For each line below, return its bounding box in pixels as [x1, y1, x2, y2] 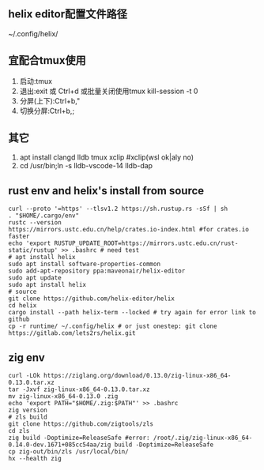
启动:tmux [19, 76, 53, 85]
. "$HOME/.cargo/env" [8, 212, 80, 220]
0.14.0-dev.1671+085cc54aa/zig [8, 441, 111, 449]
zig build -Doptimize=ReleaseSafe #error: [8, 434, 150, 442]
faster [8, 232, 30, 241]
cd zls [8, 427, 30, 435]
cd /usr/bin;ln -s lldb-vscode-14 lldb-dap [19, 161, 153, 171]
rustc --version [8, 219, 62, 227]
